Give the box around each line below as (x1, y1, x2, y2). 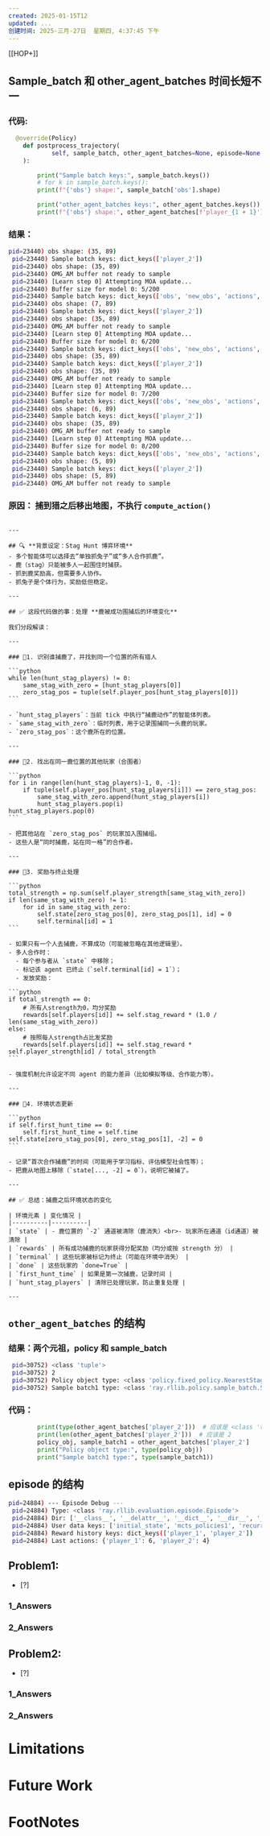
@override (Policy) (15, 134, 78, 143)
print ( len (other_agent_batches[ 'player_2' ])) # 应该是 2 (37, 1430, 231, 1438)
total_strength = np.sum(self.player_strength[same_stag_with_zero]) (8, 889, 247, 897)
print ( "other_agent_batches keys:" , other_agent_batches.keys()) (37, 201, 261, 209)
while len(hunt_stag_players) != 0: (8, 674, 131, 682)
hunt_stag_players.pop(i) (37, 800, 125, 808)
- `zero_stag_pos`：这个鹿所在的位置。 (8, 728, 130, 736)
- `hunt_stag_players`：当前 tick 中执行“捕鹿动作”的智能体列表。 (8, 710, 215, 719)
